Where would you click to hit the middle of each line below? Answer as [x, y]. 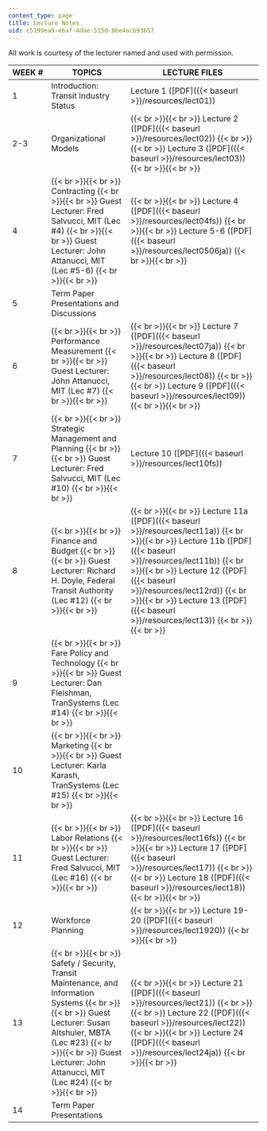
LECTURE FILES [193, 72]
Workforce [71, 920]
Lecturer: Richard [83, 571]
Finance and [74, 541]
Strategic [68, 428]
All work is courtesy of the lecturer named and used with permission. [121, 53]
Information [73, 993]
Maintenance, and [85, 983]
